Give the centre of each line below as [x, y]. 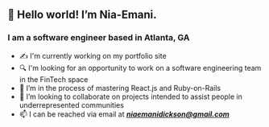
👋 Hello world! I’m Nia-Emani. [83, 15]
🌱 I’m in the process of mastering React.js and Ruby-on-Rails [120, 88]
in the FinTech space [54, 79]
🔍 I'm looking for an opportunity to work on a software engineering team [140, 68]
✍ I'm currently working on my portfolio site [93, 55]
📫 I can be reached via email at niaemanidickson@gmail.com [124, 114]
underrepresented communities [71, 104]
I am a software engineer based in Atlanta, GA [99, 38]
